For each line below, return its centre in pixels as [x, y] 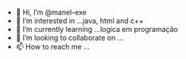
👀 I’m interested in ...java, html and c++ [80, 21]
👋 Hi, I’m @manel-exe [51, 12]
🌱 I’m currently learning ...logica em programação [97, 29]
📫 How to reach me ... [52, 47]
